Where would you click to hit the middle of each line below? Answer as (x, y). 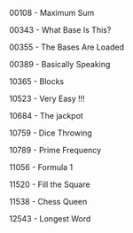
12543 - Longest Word (50, 219)
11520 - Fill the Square (50, 184)
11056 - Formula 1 (41, 167)
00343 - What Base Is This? (60, 30)
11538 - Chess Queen (48, 202)
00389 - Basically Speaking (60, 64)
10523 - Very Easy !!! (47, 98)
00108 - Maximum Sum (52, 13)
